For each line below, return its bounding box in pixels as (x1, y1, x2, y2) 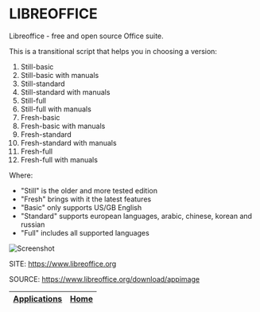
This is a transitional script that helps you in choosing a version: (9, 46, 218, 56)
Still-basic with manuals (20, 70, 99, 80)
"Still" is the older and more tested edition (20, 185, 158, 195)
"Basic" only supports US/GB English (20, 202, 142, 212)
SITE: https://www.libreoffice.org (9, 259, 117, 268)
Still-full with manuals (20, 104, 92, 114)
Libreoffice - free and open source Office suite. (9, 31, 164, 41)
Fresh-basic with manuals (20, 121, 106, 131)
